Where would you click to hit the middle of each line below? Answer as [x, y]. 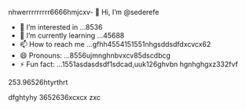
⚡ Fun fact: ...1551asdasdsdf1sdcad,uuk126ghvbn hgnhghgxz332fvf [129, 64]
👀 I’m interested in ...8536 [61, 27]
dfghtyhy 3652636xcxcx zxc [54, 97]
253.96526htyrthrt [38, 82]
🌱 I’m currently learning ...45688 [72, 35]
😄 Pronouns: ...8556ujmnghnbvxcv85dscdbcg [95, 55]
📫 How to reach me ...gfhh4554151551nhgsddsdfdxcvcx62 [115, 44]
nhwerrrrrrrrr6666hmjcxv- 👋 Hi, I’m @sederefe [84, 12]
